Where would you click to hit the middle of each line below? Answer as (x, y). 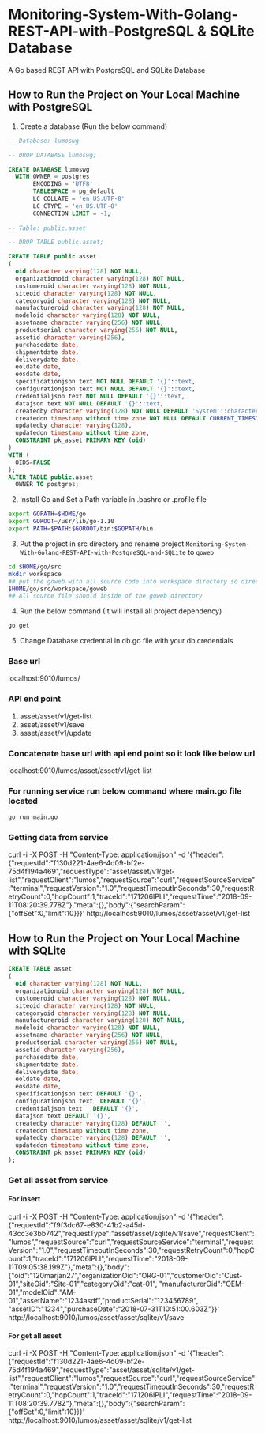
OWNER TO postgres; (47, 485)
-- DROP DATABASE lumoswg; (52, 155)
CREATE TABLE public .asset (52, 257)
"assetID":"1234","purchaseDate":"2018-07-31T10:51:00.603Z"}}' (114, 1309)
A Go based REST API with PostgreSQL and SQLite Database (107, 70)
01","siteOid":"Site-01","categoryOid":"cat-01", (83, 1284)
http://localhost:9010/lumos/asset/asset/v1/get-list (168, 914)
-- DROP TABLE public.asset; (56, 243)
